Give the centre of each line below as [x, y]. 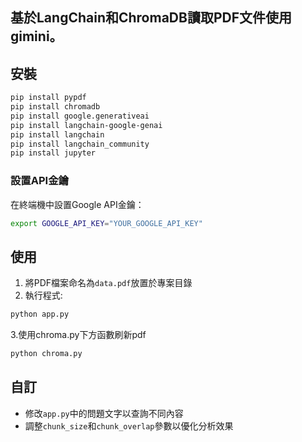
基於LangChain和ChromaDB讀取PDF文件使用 [151, 18]
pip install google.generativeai [80, 116]
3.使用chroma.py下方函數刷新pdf [78, 335]
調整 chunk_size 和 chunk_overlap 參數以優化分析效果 [129, 425]
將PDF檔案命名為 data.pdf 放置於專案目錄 [108, 283]
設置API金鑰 [39, 181]
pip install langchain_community [80, 144]
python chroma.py [46, 354]
